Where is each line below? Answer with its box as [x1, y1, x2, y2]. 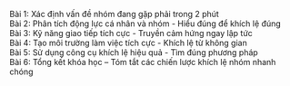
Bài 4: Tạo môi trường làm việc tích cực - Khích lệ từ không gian [9, 37, 247, 48]
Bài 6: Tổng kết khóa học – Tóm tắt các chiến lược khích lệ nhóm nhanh [9, 57, 276, 67]
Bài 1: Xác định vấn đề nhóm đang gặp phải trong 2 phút [9, 9, 220, 19]
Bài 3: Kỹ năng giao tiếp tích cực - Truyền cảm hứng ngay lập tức [9, 28, 253, 38]
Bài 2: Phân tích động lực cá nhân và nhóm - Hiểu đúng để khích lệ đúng [9, 18, 282, 29]
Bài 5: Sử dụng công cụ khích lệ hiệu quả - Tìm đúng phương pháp [9, 47, 259, 58]
